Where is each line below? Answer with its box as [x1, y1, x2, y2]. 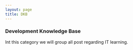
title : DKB [5, 12, 28, 17]
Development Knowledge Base [5, 28, 81, 35]
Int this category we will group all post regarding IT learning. [5, 39, 128, 45]
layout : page [5, 7, 32, 12]
